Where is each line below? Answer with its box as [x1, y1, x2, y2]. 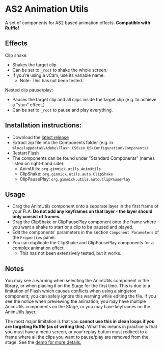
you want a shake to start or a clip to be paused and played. [12, 224, 134, 230]
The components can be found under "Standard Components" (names [12, 155, 155, 161]
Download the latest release [12, 134, 69, 140]
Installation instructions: [5, 121, 82, 130]
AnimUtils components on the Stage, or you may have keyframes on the [5, 304, 151, 310]
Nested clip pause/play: [5, 87, 53, 93]
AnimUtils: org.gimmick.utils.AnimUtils [19, 166, 101, 172]
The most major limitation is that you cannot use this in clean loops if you [5, 319, 155, 324]
